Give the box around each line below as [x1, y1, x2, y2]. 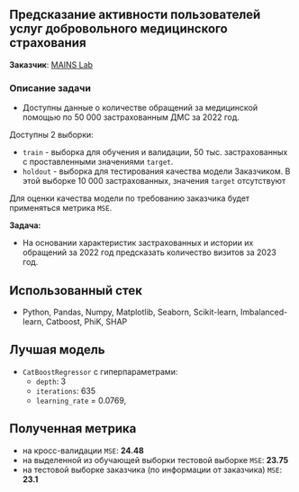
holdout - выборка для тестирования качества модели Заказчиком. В [22, 166, 291, 177]
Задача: [9, 220, 41, 231]
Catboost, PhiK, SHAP [46, 315, 128, 327]
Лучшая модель [9, 342, 105, 358]
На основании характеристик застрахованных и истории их [22, 238, 254, 249]
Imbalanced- [240, 306, 288, 317]
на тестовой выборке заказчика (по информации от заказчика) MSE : [22, 464, 282, 475]
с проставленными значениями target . [22, 157, 174, 168]
